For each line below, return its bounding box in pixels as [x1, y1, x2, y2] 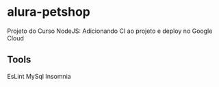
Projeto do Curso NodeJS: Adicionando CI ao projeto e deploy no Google [7, 27, 213, 35]
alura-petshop [7, 4, 90, 20]
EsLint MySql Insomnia [7, 72, 71, 80]
